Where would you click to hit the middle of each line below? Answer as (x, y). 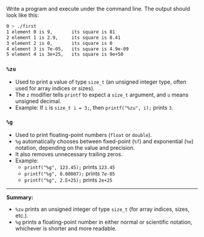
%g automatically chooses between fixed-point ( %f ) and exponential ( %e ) (104, 141)
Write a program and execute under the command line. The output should (98, 9)
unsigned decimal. (38, 101)
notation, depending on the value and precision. (75, 147)
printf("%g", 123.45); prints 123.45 (70, 167)
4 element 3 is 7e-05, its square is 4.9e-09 (68, 49)
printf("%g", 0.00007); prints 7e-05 (70, 173)
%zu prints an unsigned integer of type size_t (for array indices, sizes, (102, 209)
